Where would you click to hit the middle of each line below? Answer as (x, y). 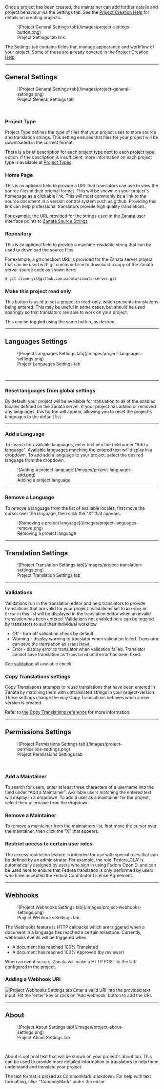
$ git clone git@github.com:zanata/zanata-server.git (61, 278)
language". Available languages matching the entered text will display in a (79, 450)
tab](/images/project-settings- (101, 27)
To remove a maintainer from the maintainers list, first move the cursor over (81, 826)
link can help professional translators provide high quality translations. (76, 206)
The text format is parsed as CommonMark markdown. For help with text (78, 1076)
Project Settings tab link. (42, 37)
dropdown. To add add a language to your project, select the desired (74, 455)
